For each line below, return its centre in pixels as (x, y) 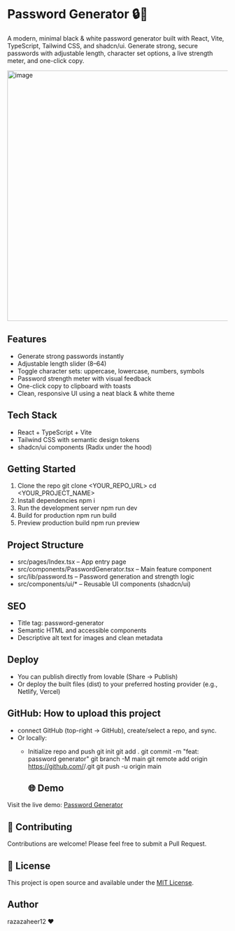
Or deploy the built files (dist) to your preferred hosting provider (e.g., (117, 684)
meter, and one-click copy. (46, 60)
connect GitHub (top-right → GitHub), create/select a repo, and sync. (117, 730)
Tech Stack (32, 415)
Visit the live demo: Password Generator (65, 805)
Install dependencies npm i (56, 501)
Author (23, 905)
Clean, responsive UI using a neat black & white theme (96, 393)
